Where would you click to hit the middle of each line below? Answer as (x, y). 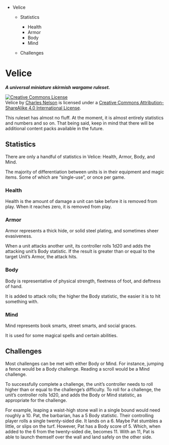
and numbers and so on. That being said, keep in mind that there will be (80, 123)
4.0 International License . (55, 108)
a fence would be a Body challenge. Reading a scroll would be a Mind (77, 369)
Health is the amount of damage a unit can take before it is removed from (81, 201)
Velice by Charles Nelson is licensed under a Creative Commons (72, 102)
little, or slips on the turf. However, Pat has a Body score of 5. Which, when (83, 426)
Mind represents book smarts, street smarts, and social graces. (71, 326)
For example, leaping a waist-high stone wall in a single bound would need (83, 410)
